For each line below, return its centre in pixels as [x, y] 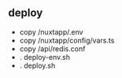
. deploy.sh [37, 65]
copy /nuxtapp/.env [52, 32]
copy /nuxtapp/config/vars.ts [67, 40]
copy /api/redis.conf [52, 48]
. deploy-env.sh [45, 57]
